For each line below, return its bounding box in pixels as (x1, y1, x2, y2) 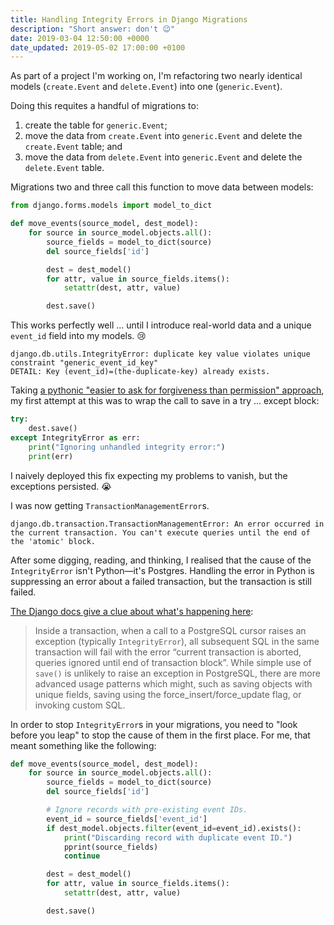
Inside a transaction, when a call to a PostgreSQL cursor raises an (34, 624, 307, 636)
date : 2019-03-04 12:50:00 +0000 (10, 33, 150, 43)
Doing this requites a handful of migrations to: (10, 100, 199, 112)
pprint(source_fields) (63, 842, 159, 852)
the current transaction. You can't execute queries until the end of (10, 527, 311, 538)
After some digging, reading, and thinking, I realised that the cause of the (10, 554, 312, 566)
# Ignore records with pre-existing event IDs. (46, 805, 248, 815)
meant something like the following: (10, 739, 157, 751)
